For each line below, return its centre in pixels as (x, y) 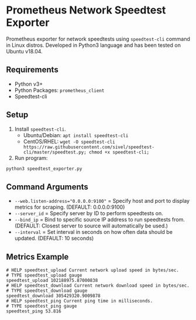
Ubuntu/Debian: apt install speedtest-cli (76, 135)
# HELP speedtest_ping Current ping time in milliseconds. (80, 301)
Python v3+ (29, 84)
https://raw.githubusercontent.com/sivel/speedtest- (89, 147)
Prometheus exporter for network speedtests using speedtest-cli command (98, 39)
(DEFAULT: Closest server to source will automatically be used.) (91, 226)
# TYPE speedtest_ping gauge (42, 306)
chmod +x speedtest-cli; (119, 152)
